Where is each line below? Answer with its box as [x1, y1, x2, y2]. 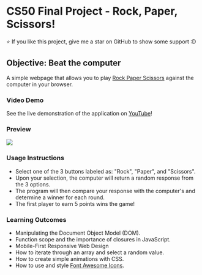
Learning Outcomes [6, 215, 67, 224]
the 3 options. [15, 180, 51, 188]
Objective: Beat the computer [6, 58, 121, 68]
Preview [6, 125, 31, 133]
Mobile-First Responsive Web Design [15, 242, 109, 249]
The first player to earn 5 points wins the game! [15, 200, 135, 207]
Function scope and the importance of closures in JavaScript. [15, 235, 171, 243]
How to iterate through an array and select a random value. [15, 249, 164, 256]
